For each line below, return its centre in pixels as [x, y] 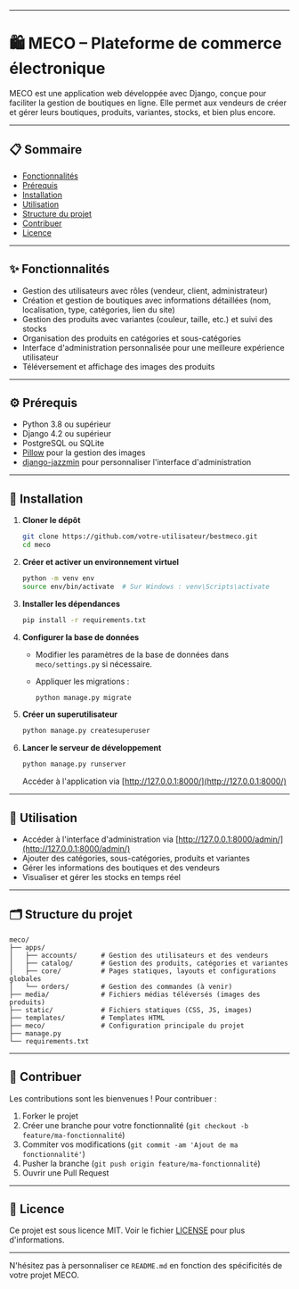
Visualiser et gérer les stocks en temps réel [101, 877]
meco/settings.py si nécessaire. [94, 664]
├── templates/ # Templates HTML [87, 1018]
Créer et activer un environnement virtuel [101, 561]
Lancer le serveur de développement [92, 748]
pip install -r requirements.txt [84, 620]
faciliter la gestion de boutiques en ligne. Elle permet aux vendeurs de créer [148, 103]
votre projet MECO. [44, 1275]
